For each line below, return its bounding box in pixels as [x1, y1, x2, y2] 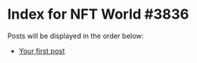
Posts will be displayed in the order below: [7, 31, 144, 40]
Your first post [18, 46, 65, 55]
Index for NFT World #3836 [7, 5, 190, 23]
